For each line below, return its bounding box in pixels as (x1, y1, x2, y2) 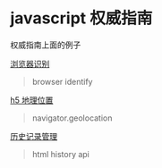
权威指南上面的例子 (10, 39, 81, 50)
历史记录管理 (10, 130, 57, 141)
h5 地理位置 (10, 95, 54, 105)
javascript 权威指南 (10, 8, 153, 29)
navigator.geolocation (31, 113, 113, 123)
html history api (31, 148, 90, 159)
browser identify (31, 76, 93, 87)
